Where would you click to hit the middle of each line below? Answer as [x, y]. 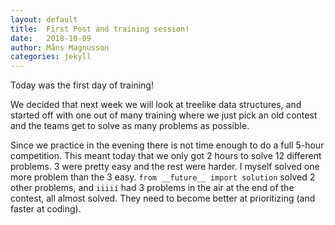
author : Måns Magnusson [60, 47]
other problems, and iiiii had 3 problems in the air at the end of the [152, 188]
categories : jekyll [51, 57]
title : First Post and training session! [100, 29]
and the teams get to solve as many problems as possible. [130, 126]
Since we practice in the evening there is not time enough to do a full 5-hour [167, 145]
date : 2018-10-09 [51, 38]
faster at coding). [46, 209]
